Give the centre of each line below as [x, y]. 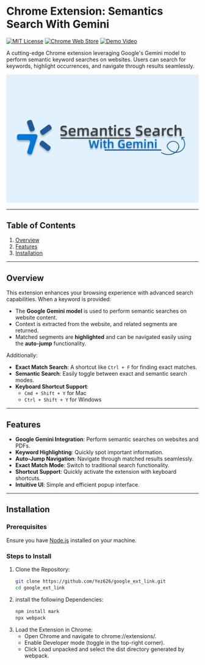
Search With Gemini [58, 24]
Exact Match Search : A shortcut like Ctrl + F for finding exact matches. [106, 367]
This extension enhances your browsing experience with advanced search [100, 293]
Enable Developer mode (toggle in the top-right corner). [94, 642]
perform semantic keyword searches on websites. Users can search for [96, 59]
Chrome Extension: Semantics [85, 11]
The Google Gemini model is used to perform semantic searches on [101, 311]
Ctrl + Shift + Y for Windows [63, 400]
